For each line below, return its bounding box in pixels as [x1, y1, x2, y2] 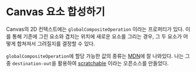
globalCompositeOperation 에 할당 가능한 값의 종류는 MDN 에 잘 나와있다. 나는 [6, 52, 184, 59]
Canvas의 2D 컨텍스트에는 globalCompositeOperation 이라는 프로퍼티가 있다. [6, 26, 184, 33]
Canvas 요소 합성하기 [6, 5, 105, 19]
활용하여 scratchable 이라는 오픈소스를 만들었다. [57, 59, 169, 67]
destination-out [12, 60, 52, 67]
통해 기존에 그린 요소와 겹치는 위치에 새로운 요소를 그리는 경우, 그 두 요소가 [12, 33, 183, 39]
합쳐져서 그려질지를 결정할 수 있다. [16, 40, 95, 47]
